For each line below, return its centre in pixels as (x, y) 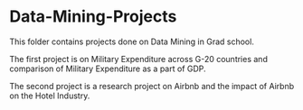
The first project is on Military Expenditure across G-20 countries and (139, 59)
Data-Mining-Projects (93, 17)
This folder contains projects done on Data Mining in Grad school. (132, 41)
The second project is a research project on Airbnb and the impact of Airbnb (152, 86)
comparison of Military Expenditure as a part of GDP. (108, 69)
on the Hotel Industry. (50, 96)
